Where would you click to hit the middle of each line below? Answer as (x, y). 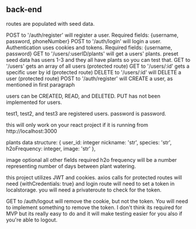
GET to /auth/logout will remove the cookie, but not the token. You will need (97, 201)
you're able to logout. (32, 220)
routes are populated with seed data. (50, 23)
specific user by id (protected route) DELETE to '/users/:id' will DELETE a (94, 72)
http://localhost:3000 (32, 131)
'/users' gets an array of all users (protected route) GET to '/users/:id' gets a (98, 66)
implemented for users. (34, 102)
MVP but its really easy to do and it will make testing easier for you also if (94, 213)
